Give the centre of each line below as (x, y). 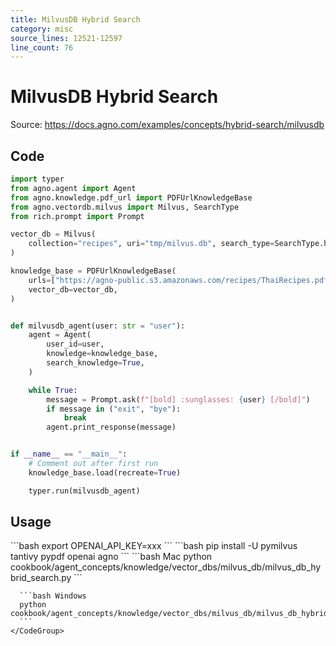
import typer (37, 179)
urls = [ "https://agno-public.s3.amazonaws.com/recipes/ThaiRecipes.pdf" (180, 280)
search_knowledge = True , (95, 363)
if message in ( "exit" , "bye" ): (114, 409)
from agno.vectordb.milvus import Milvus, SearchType (125, 207)
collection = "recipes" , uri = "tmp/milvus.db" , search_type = (151, 244)
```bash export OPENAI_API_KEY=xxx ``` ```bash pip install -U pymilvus (154, 546)
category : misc (42, 29)
